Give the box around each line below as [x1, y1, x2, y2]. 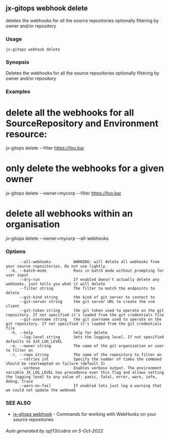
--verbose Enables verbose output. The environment [19, 366, 162, 371]
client [6, 303, 20, 309]
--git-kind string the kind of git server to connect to [19, 295, 155, 300]
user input [6, 273, 29, 278]
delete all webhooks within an [6, 208, 133, 219]
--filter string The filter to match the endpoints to [19, 286, 155, 291]
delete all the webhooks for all [6, 107, 134, 118]
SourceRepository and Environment [6, 117, 158, 129]
